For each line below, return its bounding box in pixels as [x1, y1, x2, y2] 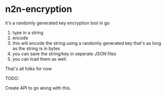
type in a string [12, 29, 44, 35]
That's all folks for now [5, 66, 52, 72]
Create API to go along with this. [5, 85, 71, 91]
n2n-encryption [5, 3, 72, 15]
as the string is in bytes [12, 45, 61, 51]
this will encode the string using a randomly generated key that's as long [12, 40, 162, 46]
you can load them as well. [12, 56, 68, 62]
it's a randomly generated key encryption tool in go [5, 20, 110, 26]
